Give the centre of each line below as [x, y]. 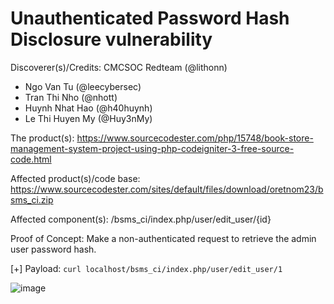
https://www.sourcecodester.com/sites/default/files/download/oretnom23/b [167, 189]
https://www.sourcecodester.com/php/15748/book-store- [195, 138]
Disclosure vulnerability [111, 39]
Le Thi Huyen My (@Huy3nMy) [88, 118]
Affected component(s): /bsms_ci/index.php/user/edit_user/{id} [141, 219]
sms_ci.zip [32, 199]
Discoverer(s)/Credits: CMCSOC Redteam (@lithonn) [119, 67]
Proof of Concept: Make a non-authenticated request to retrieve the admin [163, 238]
